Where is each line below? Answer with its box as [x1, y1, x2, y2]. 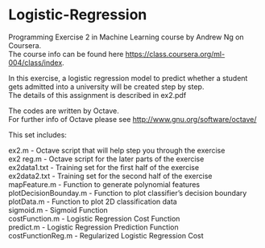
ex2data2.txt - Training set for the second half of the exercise [8, 171, 213, 181]
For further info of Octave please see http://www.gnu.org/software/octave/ [8, 114, 257, 124]
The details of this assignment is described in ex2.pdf [8, 90, 187, 100]
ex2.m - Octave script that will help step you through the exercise [8, 145, 226, 155]
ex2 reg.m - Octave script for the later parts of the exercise [8, 154, 205, 164]
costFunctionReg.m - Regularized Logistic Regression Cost [8, 230, 204, 240]
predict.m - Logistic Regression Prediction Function [8, 222, 179, 232]
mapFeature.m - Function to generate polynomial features [8, 179, 200, 189]
